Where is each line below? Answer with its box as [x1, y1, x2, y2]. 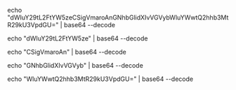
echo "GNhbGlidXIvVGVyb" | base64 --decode [7, 61, 144, 69]
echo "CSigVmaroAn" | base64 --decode [7, 48, 126, 56]
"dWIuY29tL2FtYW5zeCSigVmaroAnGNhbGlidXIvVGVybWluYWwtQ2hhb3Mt [7, 13, 229, 22]
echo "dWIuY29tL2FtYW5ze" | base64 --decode [7, 34, 148, 43]
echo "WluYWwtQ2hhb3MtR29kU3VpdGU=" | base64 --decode [7, 75, 194, 83]
